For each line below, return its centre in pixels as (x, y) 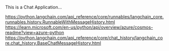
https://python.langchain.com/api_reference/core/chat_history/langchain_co (84, 38)
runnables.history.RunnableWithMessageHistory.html (60, 22)
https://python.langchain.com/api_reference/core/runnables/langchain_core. (84, 17)
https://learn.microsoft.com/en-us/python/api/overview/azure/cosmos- (79, 27)
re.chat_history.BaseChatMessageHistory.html (53, 43)
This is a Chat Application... (33, 7)
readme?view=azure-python (35, 32)
